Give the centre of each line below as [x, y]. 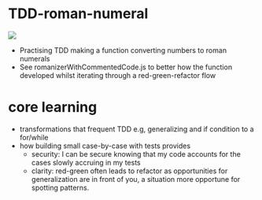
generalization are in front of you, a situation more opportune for [136, 179]
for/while [34, 137]
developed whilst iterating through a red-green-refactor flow [118, 75]
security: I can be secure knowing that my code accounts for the [136, 154]
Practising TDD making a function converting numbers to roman [123, 50]
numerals [35, 58]
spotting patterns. [60, 187]
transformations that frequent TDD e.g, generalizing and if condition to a [137, 129]
